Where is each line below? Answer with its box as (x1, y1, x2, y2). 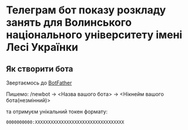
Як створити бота (6, 64, 73, 73)
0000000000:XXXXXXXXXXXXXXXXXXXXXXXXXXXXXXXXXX (6, 120, 125, 125)
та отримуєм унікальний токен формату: (6, 108, 108, 115)
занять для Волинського (6, 16, 132, 29)
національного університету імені (6, 29, 183, 41)
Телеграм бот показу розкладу (6, 3, 166, 17)
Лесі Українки (6, 41, 78, 54)
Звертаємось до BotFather (6, 79, 72, 86)
